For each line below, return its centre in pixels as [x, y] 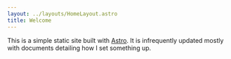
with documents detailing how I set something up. [79, 48]
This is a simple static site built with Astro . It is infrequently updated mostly [115, 40]
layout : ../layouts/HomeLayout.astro [62, 14]
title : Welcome [29, 20]
